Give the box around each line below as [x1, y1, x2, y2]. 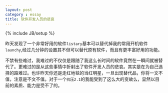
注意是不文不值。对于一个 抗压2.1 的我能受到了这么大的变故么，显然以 [13, 76, 155, 82]
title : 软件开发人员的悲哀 [5, 16, 55, 21]
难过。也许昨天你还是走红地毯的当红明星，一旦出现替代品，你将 [18, 70, 150, 76]
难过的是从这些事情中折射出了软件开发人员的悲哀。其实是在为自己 [22, 63, 158, 70]
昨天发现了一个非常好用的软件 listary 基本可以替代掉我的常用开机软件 [5, 40, 148, 46]
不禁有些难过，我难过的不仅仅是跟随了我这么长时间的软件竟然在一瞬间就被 [5, 57, 158, 63]
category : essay [5, 12, 41, 17]
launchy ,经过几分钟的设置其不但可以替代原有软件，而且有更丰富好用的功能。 [5, 47, 162, 53]
